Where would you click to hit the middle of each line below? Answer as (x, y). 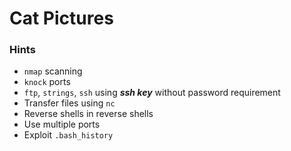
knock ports (47, 82)
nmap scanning (53, 71)
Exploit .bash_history (68, 135)
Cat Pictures (61, 18)
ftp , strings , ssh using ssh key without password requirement (152, 93)
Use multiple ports (62, 124)
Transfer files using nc (69, 103)
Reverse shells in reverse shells (88, 114)
